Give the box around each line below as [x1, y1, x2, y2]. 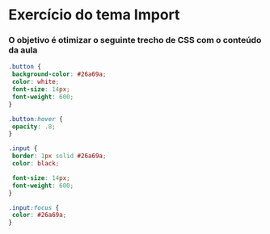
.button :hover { [8, 115, 63, 123]
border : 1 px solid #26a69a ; [11, 152, 107, 161]
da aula [8, 44, 38, 56]
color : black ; [11, 160, 60, 168]
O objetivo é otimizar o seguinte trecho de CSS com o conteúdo [8, 35, 262, 46]
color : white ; [11, 78, 60, 86]
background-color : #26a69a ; [11, 70, 107, 78]
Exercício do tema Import [8, 6, 180, 24]
